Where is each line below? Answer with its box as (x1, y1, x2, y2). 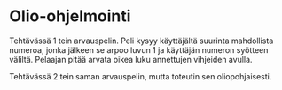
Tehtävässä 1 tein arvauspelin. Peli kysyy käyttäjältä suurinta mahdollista (9, 35, 274, 46)
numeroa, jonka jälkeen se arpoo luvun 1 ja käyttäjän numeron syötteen (9, 44, 269, 55)
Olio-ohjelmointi (9, 6, 131, 26)
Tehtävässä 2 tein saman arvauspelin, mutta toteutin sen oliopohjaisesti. (9, 71, 272, 81)
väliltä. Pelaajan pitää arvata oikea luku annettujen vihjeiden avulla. (9, 54, 253, 64)
